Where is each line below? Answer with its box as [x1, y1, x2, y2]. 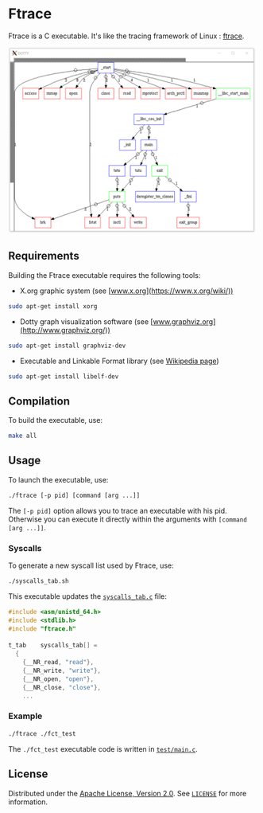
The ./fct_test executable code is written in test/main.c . [8, 744, 198, 753]
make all [8, 432, 37, 440]
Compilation [8, 394, 70, 408]
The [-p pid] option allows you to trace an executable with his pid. [8, 506, 228, 515]
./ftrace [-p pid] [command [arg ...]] [8, 491, 141, 499]
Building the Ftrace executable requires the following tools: [8, 270, 201, 279]
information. [8, 797, 48, 807]
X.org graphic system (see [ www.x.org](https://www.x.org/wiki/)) [19, 286, 234, 295]
